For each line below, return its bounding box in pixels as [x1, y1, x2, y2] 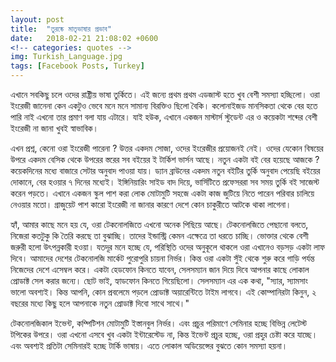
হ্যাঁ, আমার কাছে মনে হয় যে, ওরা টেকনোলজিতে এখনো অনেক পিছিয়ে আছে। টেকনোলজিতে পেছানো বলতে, [10, 219, 309, 230]
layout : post [10, 14, 65, 25]
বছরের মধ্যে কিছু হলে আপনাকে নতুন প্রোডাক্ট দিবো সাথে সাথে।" [10, 297, 190, 309]
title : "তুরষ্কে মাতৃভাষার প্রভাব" [10, 24, 112, 34]
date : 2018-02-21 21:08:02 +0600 [10, 33, 159, 43]
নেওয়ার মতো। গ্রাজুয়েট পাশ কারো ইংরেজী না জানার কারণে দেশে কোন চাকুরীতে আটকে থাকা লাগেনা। [10, 199, 292, 210]
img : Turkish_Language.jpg [10, 52, 123, 62]
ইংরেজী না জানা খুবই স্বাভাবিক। [10, 122, 100, 134]
